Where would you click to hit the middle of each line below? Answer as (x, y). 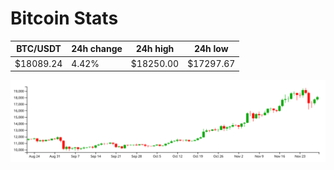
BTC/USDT (39, 49)
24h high (155, 49)
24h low (211, 49)
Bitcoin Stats (64, 18)
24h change (97, 49)
